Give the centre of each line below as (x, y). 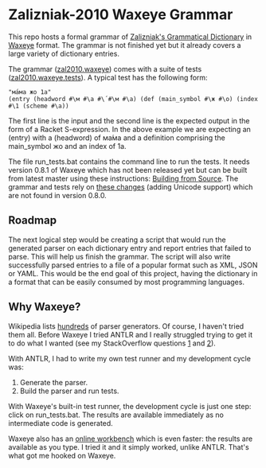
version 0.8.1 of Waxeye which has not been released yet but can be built (128, 170)
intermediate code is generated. (61, 423)
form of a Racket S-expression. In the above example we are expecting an (129, 129)
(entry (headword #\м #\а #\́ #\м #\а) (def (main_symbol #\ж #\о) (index (133, 99)
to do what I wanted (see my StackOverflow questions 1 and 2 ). (112, 343)
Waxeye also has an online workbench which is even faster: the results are (131, 439)
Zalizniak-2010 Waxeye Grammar (121, 15)
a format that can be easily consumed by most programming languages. (127, 282)
